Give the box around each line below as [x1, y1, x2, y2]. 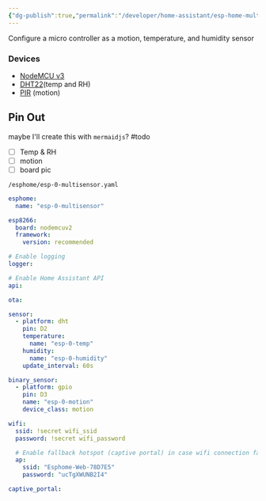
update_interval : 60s [22, 362, 93, 370]
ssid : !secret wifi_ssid [15, 427, 97, 435]
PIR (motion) [19, 88, 61, 97]
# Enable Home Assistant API [8, 274, 104, 282]
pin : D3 [22, 391, 47, 399]
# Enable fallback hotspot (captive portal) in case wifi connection [15, 449, 249, 457]
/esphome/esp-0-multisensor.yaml [8, 180, 119, 188]
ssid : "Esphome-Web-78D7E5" [22, 464, 115, 472]
